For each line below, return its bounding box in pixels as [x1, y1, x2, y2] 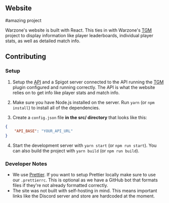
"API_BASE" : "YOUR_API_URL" [14, 129, 73, 134]
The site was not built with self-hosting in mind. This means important [12, 188, 157, 194]
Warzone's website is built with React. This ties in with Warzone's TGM [5, 27, 152, 33]
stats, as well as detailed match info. [5, 38, 80, 44]
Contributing [5, 52, 46, 61]
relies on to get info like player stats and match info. [12, 89, 120, 95]
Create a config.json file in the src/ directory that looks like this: [12, 114, 147, 120]
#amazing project [5, 17, 42, 23]
